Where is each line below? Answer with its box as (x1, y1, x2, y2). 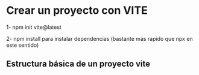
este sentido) (6, 41, 39, 49)
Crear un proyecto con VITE (6, 4, 148, 17)
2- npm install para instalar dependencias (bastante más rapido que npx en (6, 35, 193, 42)
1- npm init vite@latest (6, 23, 62, 31)
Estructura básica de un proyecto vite (6, 59, 151, 69)
